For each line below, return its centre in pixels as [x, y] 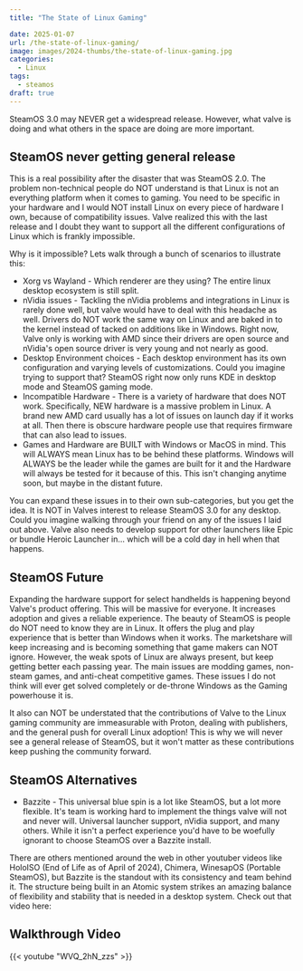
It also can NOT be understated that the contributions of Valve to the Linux [148, 713]
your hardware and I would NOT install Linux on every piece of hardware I [147, 207]
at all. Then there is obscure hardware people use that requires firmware [157, 426]
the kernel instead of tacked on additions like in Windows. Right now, [151, 329]
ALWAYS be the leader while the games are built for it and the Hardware [156, 464]
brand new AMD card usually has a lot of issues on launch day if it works [158, 416]
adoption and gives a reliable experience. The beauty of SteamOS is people [150, 619]
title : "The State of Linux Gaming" [78, 18]
